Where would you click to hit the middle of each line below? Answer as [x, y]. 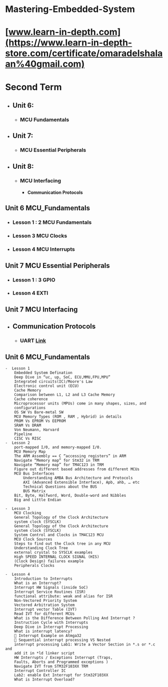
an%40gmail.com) [45, 64]
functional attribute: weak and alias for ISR [63, 596]
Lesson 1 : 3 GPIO [34, 280]
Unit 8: [23, 166]
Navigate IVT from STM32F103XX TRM [51, 666]
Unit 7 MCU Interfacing [41, 309]
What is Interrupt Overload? [44, 679]
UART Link [33, 340]
